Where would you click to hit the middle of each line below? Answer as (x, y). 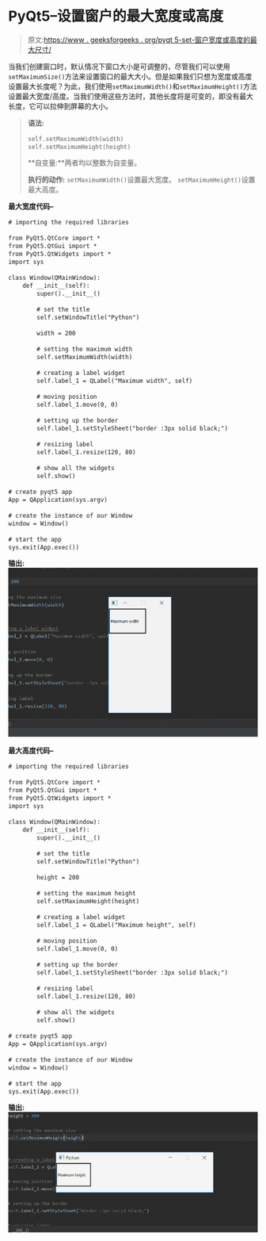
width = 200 (57, 333)
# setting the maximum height (86, 894)
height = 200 (58, 878)
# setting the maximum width (85, 349)
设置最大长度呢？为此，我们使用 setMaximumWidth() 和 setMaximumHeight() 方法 (133, 86)
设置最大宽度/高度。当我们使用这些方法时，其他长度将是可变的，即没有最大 (131, 96)
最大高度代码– (31, 751)
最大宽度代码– (31, 206)
